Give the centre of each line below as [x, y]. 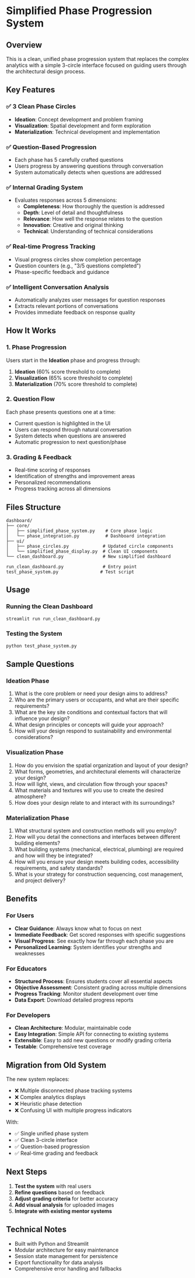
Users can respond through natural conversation [73, 429]
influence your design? [42, 718]
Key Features [31, 90]
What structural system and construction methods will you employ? [95, 830]
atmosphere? [30, 796]
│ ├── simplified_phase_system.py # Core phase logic [79, 531]
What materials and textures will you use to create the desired [89, 790]
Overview [24, 45]
